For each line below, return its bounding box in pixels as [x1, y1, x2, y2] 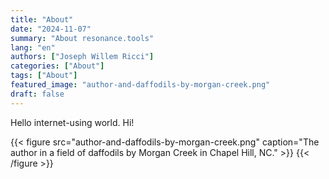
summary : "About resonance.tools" [10, 33, 155, 43]
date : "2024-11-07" [10, 24, 92, 34]
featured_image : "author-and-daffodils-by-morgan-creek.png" [10, 80, 271, 90]
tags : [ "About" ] [10, 71, 78, 81]
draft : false [10, 89, 65, 99]
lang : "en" [10, 42, 56, 53]
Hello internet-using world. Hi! [10, 116, 135, 128]
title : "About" [10, 14, 74, 25]
